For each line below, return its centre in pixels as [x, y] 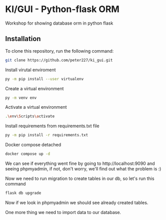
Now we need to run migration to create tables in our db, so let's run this [80, 178]
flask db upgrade [23, 193]
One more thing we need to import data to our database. [63, 212]
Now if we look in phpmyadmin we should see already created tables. [77, 202]
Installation [23, 39]
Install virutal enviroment [30, 70]
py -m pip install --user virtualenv [44, 79]
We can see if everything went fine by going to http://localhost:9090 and [80, 163]
